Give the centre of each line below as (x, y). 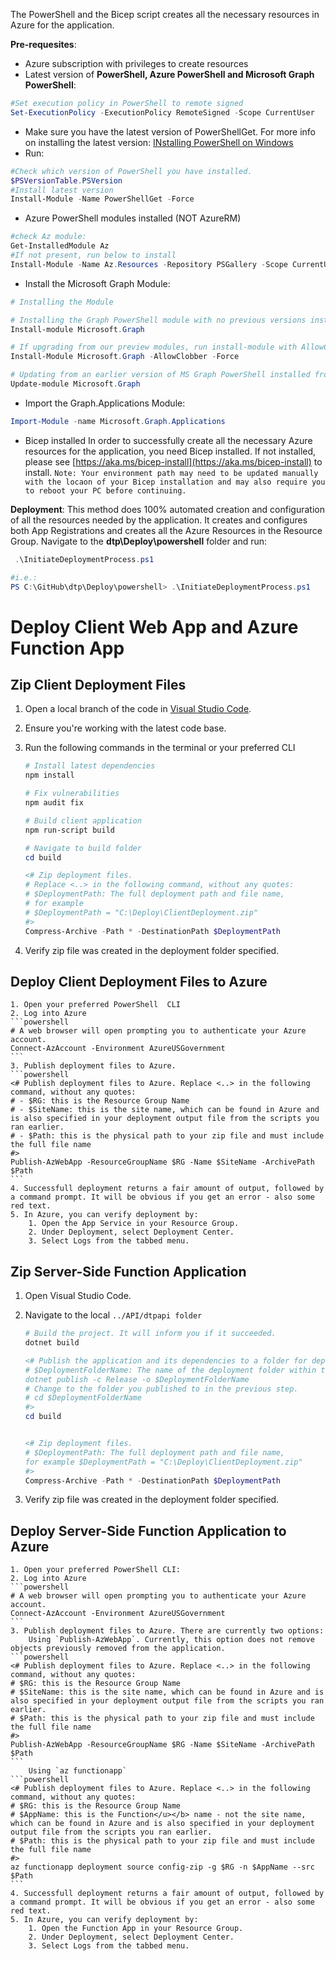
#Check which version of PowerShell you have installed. (131, 171)
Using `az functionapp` (78, 1771)
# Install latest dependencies (90, 766)
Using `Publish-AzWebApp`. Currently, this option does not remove (171, 1640)
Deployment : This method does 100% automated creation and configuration (167, 509)
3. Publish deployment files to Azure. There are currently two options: (167, 1631)
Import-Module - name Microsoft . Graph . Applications (118, 421)
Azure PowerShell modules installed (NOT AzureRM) (133, 218)
